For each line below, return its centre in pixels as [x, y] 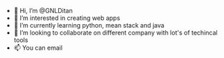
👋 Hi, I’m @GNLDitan [43, 11]
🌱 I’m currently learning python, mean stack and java [89, 25]
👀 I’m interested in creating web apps [67, 18]
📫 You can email [38, 48]
